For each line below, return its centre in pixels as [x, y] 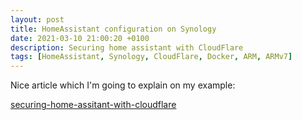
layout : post [37, 19]
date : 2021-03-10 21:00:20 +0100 [80, 38]
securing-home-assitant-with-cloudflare [93, 105]
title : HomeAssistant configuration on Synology [113, 29]
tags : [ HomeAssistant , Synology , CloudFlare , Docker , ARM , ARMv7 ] [151, 57]
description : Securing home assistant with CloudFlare [127, 47]
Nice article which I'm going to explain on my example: [123, 85]
